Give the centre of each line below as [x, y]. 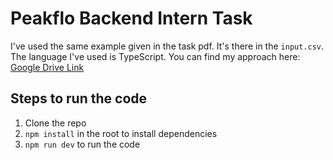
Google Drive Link [47, 67]
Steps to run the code [79, 98]
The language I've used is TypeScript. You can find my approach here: [155, 56]
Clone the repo [55, 123]
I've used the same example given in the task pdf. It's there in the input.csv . [167, 46]
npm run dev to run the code [82, 144]
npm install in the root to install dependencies [121, 133]
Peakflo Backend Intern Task [131, 18]
